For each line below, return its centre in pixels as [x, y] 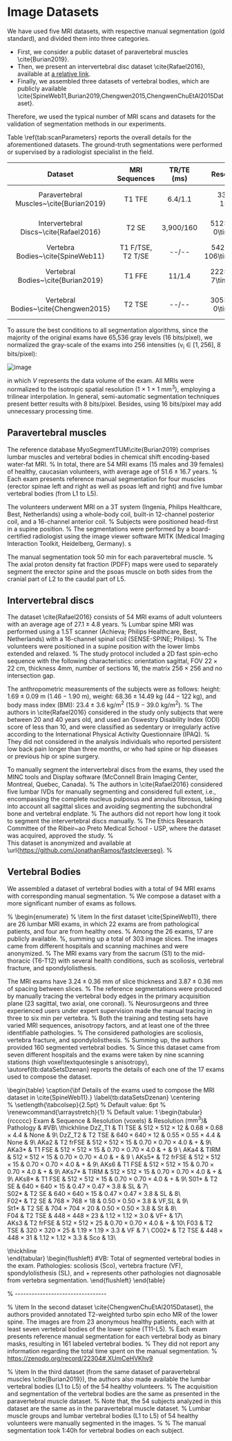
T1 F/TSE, [136, 248]
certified [19, 536]
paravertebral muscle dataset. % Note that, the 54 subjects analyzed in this [114, 1401]
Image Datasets [53, 12]
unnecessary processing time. [50, 411]
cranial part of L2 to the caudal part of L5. [67, 579]
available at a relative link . [54, 74]
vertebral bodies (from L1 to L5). [53, 493]
